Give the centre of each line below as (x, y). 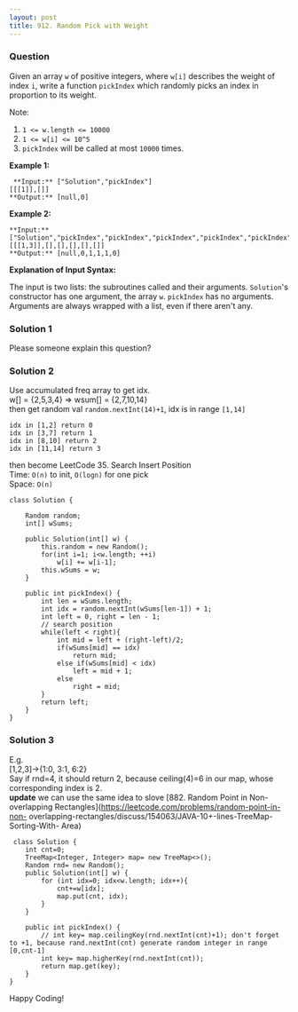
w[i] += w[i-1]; (86, 563)
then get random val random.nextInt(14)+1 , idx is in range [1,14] (128, 409)
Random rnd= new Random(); (75, 865)
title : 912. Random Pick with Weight (79, 26)
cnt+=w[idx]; (80, 889)
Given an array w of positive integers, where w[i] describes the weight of (142, 75)
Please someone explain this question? (80, 348)
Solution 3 (32, 740)
